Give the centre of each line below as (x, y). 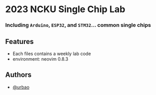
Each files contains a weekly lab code (52, 54)
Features (19, 41)
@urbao (21, 87)
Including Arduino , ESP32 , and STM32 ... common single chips (78, 25)
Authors (18, 75)
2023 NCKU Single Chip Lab (65, 9)
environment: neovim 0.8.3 (40, 59)
